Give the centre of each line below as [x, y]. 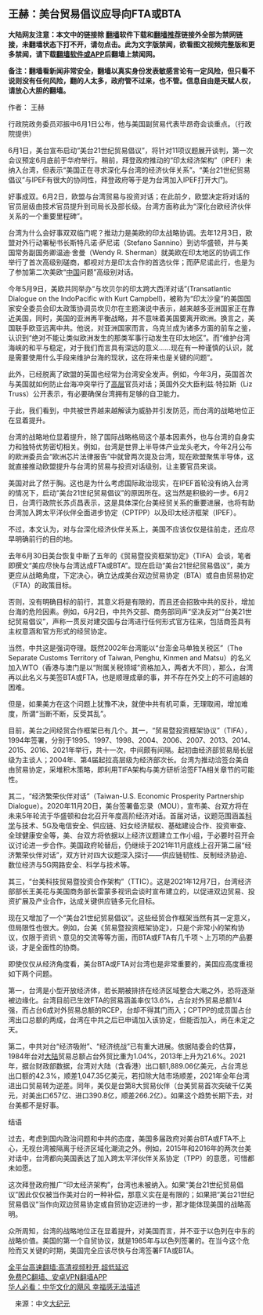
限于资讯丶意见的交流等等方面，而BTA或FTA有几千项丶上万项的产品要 [141, 937]
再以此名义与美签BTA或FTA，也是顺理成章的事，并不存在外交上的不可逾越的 [130, 677]
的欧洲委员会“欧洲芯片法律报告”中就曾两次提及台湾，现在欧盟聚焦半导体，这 [131, 456]
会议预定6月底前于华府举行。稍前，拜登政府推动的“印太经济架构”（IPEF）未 [130, 160]
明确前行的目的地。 [45, 539]
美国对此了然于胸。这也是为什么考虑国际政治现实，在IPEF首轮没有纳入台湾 [128, 483]
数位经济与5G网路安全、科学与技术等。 [71, 864]
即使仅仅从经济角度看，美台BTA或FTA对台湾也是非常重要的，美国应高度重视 [130, 963]
